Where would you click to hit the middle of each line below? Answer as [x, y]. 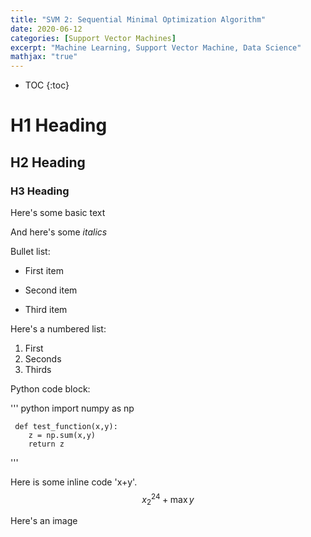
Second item [51, 290]
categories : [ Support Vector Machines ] [93, 38]
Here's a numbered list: [58, 329]
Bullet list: [30, 251]
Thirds [38, 369]
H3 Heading [40, 191]
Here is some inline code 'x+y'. [74, 482]
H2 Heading [48, 162]
